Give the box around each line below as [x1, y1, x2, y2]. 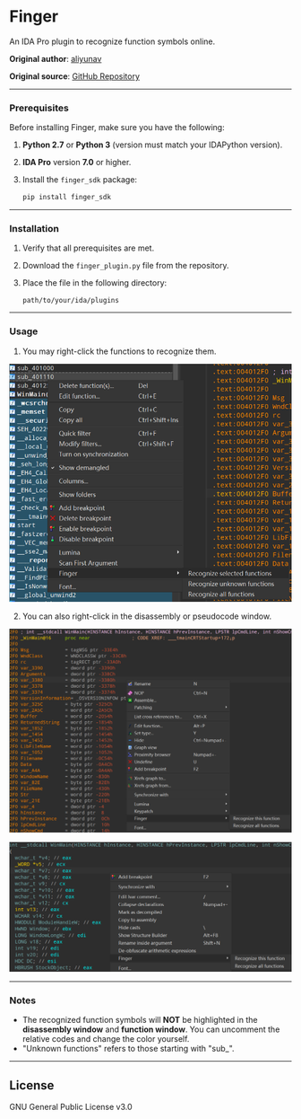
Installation [9, 223, 60, 235]
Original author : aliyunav [9, 53, 102, 64]
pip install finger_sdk [21, 193, 112, 202]
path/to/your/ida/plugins [21, 296, 119, 305]
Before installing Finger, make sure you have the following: [9, 122, 226, 133]
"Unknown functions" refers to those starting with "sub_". [21, 1044, 235, 1054]
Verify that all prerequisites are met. [21, 242, 155, 253]
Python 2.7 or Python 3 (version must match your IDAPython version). [21, 139, 283, 150]
